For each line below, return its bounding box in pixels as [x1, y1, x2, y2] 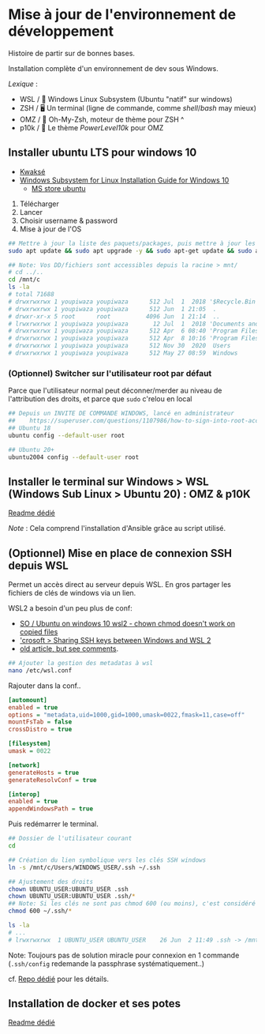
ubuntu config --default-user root [8, 431, 125, 439]
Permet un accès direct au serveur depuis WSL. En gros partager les [8, 580, 231, 589]
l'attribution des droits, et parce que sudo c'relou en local [8, 394, 192, 404]
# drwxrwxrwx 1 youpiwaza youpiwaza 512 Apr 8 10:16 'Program [8, 334, 238, 343]
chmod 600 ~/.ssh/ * [8, 907, 73, 916]
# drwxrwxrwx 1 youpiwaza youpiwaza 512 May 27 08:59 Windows [8, 349, 238, 357]
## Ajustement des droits [8, 878, 93, 885]
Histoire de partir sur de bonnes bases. [8, 48, 136, 58]
